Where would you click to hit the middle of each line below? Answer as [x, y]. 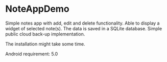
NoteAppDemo [38, 9]
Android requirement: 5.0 [32, 54]
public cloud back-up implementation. [45, 34]
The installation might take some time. [45, 44]
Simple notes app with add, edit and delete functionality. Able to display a [82, 23]
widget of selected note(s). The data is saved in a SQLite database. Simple [84, 28]
